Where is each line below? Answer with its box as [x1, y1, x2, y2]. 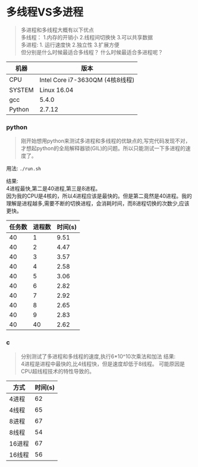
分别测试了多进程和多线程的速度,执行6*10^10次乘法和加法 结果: [20, 353, 176, 360]
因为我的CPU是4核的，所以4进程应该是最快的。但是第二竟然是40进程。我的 [6, 192, 192, 200]
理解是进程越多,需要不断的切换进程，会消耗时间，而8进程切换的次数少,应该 [6, 200, 190, 207]
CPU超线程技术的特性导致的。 [20, 368, 95, 375]
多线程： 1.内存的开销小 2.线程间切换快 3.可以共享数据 [20, 33, 153, 41]
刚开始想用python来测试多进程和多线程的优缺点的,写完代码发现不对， [20, 138, 191, 145]
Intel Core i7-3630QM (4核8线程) [39, 76, 135, 84]
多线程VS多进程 [6, 5, 84, 19]
